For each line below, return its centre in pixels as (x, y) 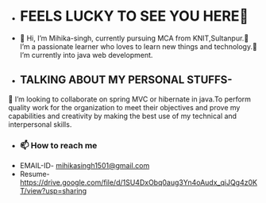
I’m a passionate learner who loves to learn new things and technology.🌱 (139, 46)
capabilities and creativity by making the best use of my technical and (122, 116)
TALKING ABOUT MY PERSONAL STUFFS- (126, 80)
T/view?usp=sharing (53, 191)
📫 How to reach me (58, 145)
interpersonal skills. (40, 124)
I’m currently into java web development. (86, 55)
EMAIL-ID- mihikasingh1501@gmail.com (85, 166)
